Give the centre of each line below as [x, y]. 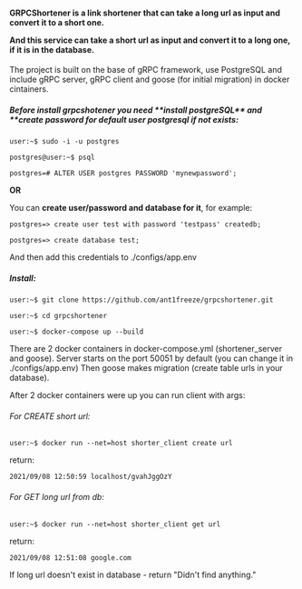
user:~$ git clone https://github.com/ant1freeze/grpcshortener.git [141, 300]
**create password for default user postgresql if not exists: [124, 119]
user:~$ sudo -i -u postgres [64, 142]
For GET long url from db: [57, 496]
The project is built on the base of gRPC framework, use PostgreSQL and [146, 70]
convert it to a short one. [57, 22]
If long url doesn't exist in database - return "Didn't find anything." [133, 574]
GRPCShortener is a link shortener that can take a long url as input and [145, 13]
